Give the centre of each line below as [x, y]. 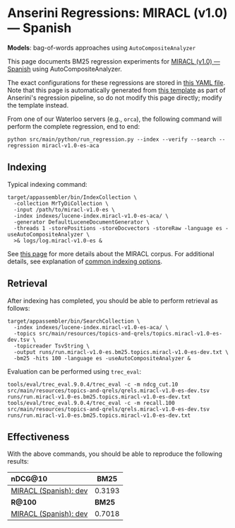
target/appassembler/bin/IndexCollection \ [72, 197]
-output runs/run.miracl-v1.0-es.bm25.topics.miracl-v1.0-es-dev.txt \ [121, 352]
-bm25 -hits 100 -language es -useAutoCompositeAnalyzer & [102, 358]
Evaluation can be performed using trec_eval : [74, 371]
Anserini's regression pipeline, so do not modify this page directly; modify [115, 98]
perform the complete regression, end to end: [73, 126]
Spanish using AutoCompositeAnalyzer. [65, 69]
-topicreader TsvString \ [52, 346]
